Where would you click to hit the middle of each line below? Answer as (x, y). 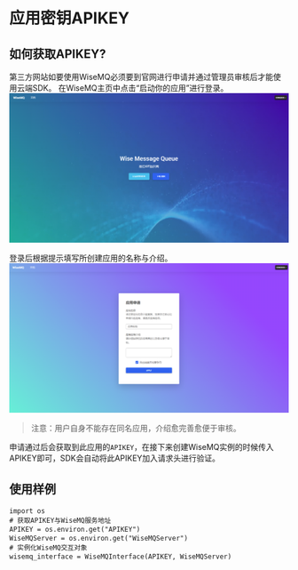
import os (27, 511)
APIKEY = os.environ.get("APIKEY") (75, 530)
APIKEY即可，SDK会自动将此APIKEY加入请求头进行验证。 (114, 458)
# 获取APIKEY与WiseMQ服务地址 (60, 521)
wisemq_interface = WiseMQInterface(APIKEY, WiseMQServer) (121, 557)
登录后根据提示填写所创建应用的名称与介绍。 (91, 258)
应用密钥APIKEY (70, 18)
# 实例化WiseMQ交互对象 (48, 548)
